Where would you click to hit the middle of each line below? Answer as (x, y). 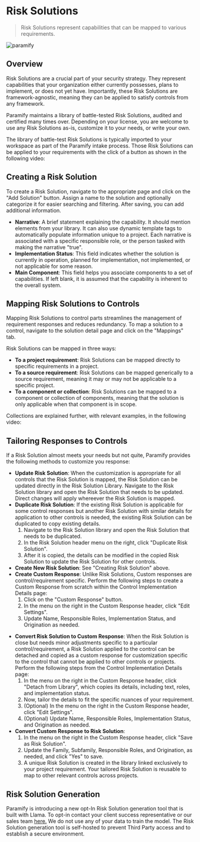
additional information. (34, 210)
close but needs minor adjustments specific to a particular (86, 643)
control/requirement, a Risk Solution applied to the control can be (95, 649)
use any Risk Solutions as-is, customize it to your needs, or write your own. (98, 128)
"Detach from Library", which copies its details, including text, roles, (107, 687)
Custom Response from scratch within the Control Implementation (96, 587)
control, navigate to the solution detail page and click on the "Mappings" (95, 331)
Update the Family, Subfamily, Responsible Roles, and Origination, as (108, 750)
